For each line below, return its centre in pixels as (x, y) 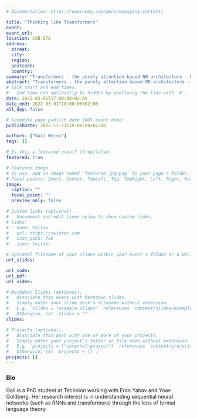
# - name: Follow (27, 227)
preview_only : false (36, 201)
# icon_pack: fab (30, 239)
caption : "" (26, 190)
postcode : (23, 66)
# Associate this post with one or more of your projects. (82, 335)
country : (22, 71)
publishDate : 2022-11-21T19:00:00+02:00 (56, 125)
